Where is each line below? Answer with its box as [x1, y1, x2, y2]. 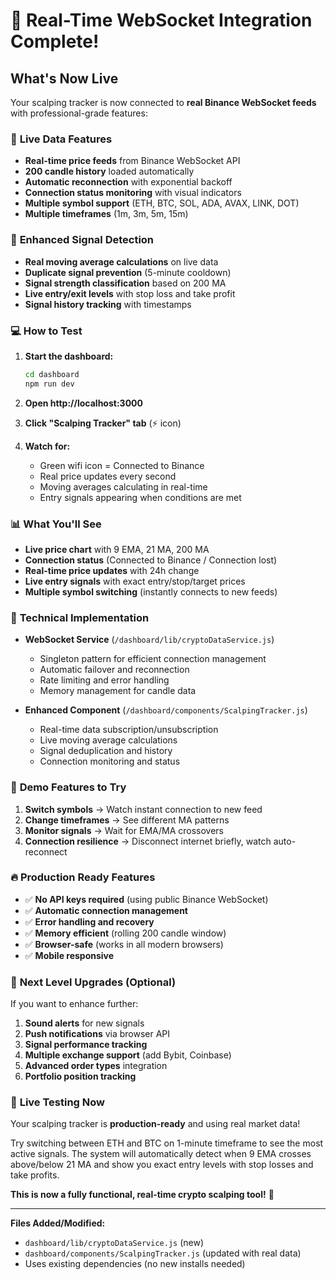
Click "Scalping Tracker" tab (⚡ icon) [24, 417, 182, 429]
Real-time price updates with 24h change [24, 564, 200, 576]
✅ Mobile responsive [24, 949, 115, 961]
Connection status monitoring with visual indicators [24, 187, 242, 199]
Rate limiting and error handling [39, 674, 170, 686]
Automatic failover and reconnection [39, 664, 190, 676]
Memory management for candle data [39, 685, 197, 697]
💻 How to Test [10, 324, 83, 338]
